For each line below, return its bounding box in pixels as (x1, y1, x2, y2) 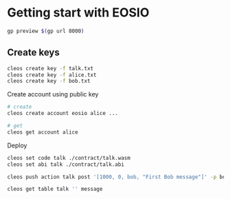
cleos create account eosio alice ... (7, 110, 118, 117)
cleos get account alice (7, 129, 78, 136)
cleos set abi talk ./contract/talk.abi (7, 160, 125, 168)
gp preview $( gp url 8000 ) (7, 28, 85, 34)
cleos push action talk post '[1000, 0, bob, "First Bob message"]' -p (7, 174, 217, 180)
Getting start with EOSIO (7, 5, 150, 21)
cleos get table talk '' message (7, 186, 103, 193)
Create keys (7, 47, 60, 59)
